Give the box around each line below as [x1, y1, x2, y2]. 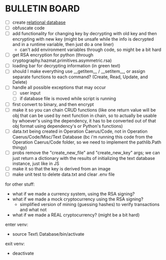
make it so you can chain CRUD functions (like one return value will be [12, 107, 156, 113]
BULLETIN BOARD [5, 3, 80, 14]
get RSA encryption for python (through [12, 52, 94, 58]
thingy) [12, 144, 27, 150]
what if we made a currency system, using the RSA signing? [12, 191, 135, 197]
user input [19, 90, 41, 96]
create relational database [12, 19, 66, 25]
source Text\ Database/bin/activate [12, 231, 85, 237]
